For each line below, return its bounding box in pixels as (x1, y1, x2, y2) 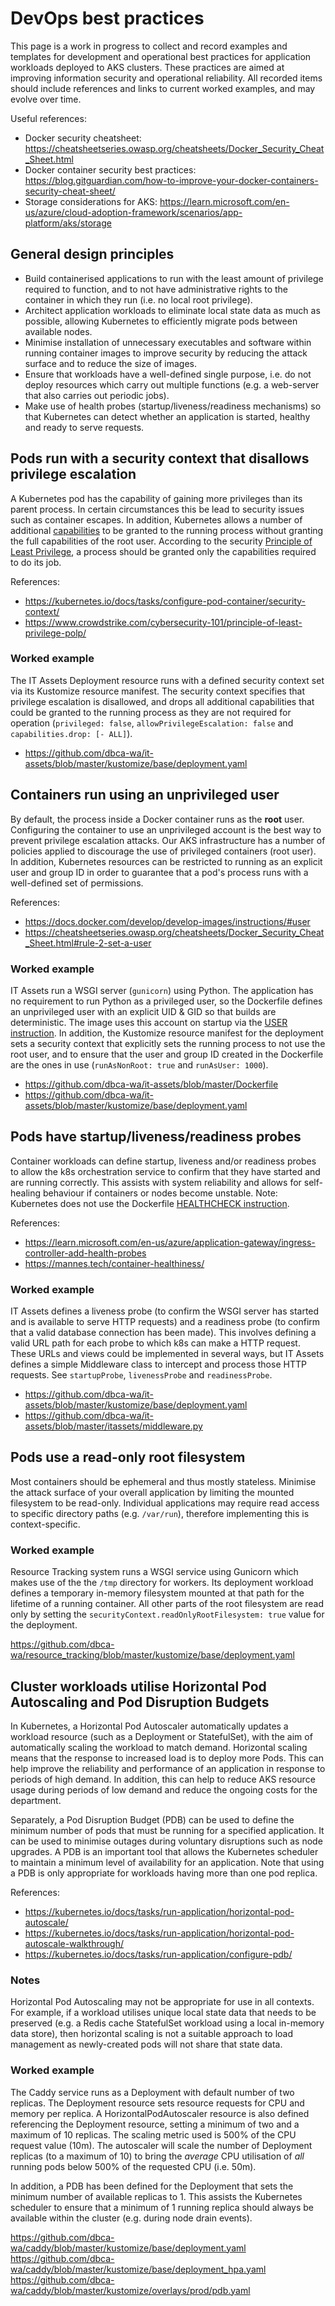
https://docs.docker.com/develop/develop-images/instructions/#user (24, 915, 311, 927)
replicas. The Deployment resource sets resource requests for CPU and (10, 2097, 305, 2109)
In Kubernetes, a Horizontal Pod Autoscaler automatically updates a (10, 1720, 289, 1732)
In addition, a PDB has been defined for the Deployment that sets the (10, 2180, 294, 2192)
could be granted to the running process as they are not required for (10, 706, 292, 718)
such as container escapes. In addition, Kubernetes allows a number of (10, 513, 303, 526)
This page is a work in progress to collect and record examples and (10, 40, 288, 52)
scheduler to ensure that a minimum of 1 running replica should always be (10, 2201, 314, 2213)
